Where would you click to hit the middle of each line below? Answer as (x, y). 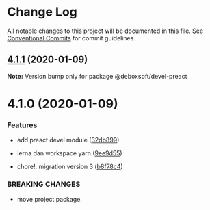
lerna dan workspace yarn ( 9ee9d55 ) (69, 153)
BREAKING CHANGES (44, 184)
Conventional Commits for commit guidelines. (71, 38)
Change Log (42, 12)
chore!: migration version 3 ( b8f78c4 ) (70, 167)
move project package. (49, 199)
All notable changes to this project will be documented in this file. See (105, 31)
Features (22, 125)
